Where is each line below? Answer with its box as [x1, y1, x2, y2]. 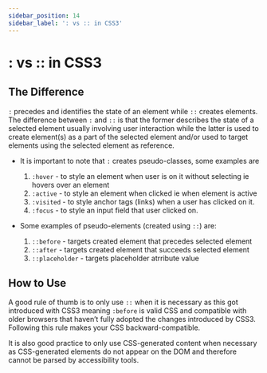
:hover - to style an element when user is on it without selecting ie [31, 171, 249, 181]
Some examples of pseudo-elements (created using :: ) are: [19, 220, 217, 230]
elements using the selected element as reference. [8, 141, 175, 150]
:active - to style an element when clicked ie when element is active [31, 188, 257, 198]
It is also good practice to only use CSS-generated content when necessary [8, 339, 257, 348]
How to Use [8, 276, 67, 290]
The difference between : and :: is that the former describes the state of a [8, 115, 254, 125]
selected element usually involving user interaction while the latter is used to [8, 123, 259, 133]
